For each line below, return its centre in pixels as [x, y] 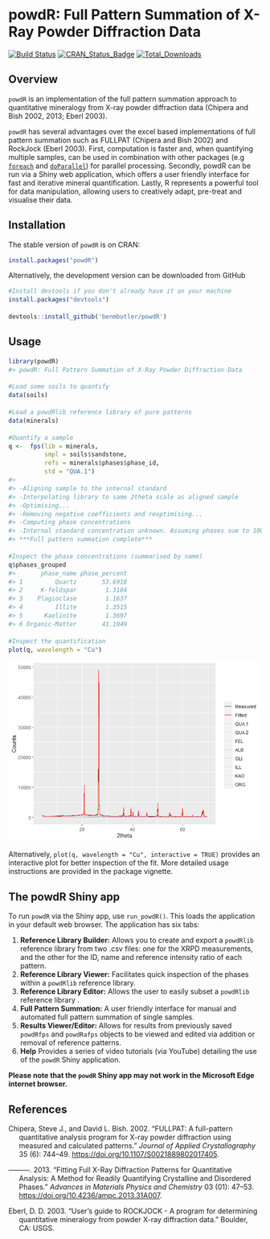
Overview [33, 79]
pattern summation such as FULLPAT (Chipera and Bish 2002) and [119, 140]
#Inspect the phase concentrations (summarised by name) [106, 556]
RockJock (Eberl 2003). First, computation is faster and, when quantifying [131, 148]
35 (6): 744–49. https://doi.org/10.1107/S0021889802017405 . [119, 1154]
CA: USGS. [37, 1228]
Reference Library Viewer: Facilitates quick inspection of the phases [134, 974]
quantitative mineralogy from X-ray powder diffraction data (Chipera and [129, 107]
